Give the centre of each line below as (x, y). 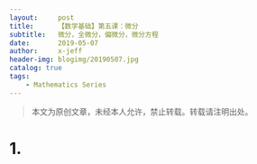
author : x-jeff (46, 51)
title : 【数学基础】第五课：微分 (74, 26)
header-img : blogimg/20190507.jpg (74, 59)
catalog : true (36, 68)
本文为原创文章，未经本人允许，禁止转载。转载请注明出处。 (142, 111)
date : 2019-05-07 (54, 43)
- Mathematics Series (66, 85)
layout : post (42, 18)
